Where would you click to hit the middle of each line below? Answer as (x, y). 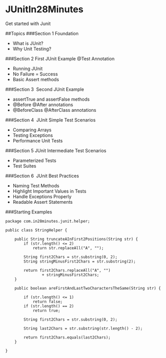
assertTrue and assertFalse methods (51, 99)
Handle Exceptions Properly (42, 196)
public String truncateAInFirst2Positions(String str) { (76, 239)
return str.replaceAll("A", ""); (68, 248)
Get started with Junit (28, 23)
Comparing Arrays (32, 130)
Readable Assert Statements (43, 202)
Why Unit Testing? (32, 49)
